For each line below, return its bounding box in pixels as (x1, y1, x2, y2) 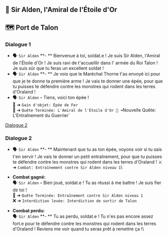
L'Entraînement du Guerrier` (12, 112, 70, 119)
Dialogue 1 (5, 41, 31, 48)
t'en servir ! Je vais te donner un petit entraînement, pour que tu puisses (12, 153, 162, 160)
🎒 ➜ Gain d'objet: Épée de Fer (12, 102, 78, 108)
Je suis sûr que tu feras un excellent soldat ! (12, 65, 104, 71)
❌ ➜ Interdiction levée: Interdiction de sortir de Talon (12, 198, 137, 204)
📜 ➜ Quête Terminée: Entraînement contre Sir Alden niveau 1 (12, 192, 143, 198)
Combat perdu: (12, 208, 45, 214)
